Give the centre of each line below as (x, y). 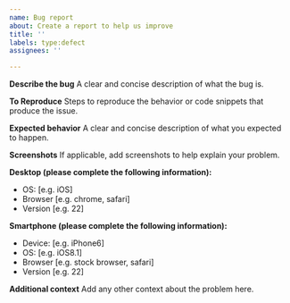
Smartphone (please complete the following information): (118, 226)
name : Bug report (41, 17)
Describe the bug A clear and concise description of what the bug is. (137, 84)
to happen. (29, 138)
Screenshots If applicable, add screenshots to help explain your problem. (145, 155)
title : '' (28, 34)
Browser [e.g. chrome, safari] (76, 199)
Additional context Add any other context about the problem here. (132, 289)
